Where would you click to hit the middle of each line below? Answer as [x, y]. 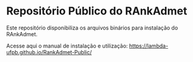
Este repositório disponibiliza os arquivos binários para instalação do [92, 28]
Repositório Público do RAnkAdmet [97, 11]
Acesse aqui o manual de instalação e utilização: [67, 46]
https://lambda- [149, 46]
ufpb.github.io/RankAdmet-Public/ [49, 52]
